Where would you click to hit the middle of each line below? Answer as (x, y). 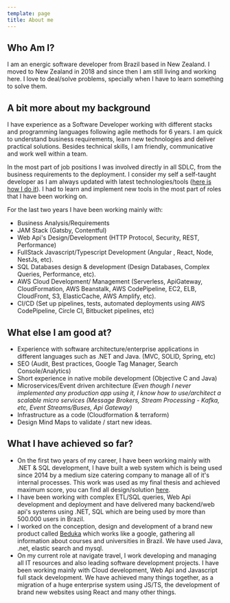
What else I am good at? (59, 332)
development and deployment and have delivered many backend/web (116, 504)
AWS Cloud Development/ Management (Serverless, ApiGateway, (110, 282)
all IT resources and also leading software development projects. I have (118, 562)
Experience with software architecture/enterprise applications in (108, 349)
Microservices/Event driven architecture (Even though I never (104, 385)
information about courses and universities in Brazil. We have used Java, (120, 540)
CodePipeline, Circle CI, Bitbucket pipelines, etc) (85, 311)
